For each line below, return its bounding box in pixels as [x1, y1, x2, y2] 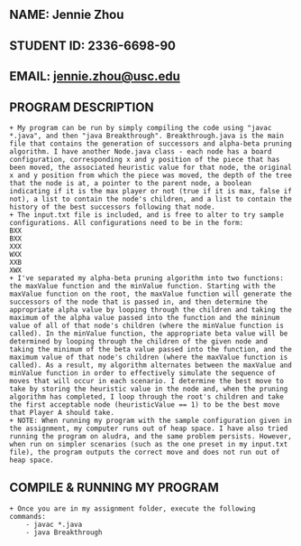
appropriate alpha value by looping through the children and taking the [9, 305, 293, 315]
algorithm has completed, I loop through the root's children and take [9, 392, 284, 401]
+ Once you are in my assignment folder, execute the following [9, 504, 256, 513]
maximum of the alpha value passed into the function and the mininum [9, 313, 280, 322]
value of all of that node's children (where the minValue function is [9, 321, 284, 330]
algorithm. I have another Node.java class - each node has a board [9, 146, 272, 156]
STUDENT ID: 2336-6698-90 [9, 38, 176, 53]
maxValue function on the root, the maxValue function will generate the [9, 289, 293, 298]
